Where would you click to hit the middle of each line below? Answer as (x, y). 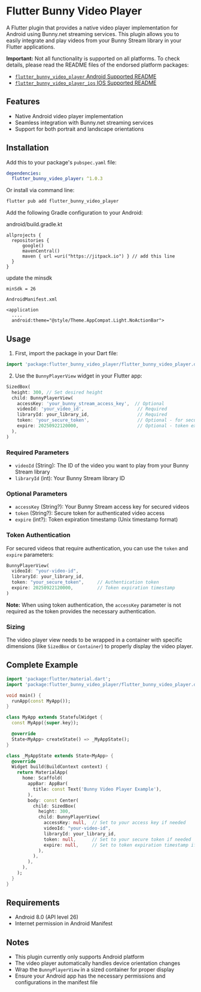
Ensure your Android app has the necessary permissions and (90, 976)
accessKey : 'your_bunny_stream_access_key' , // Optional (91, 403)
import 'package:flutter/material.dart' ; (59, 679)
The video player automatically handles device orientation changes (98, 963)
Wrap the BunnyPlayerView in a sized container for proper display (95, 970)
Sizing (16, 627)
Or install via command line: (40, 190)
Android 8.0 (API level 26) (47, 917)
